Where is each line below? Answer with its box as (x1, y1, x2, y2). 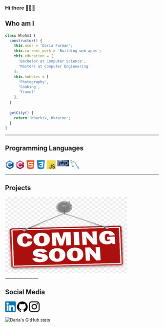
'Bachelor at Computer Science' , (18, 59, 86, 64)
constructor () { (9, 38, 42, 43)
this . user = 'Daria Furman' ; (14, 44, 73, 48)
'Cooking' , (18, 85, 41, 89)
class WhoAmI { (5, 33, 36, 38)
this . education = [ (14, 54, 54, 59)
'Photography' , (18, 79, 49, 85)
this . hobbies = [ (14, 74, 49, 79)
